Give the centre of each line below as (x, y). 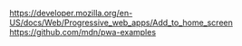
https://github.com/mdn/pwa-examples (83, 32)
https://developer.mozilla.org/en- (71, 13)
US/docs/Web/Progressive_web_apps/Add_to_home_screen (121, 23)
